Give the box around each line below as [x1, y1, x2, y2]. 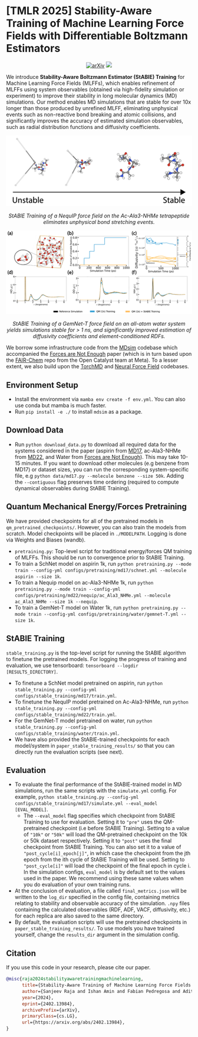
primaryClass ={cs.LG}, [21, 1013, 78, 1019]
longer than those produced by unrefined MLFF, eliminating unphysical [6, 104, 178, 111]
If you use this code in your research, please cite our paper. [6, 964, 151, 971]
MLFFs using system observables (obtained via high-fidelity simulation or [6, 85, 184, 93]
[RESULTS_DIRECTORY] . [6, 668, 58, 675]
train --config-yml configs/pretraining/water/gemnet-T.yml [28, 611, 179, 617]
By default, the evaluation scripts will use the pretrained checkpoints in [14, 919, 187, 926]
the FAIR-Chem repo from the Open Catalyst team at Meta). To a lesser [6, 356, 179, 364]
